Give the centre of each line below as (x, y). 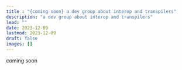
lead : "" (17, 22)
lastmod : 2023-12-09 (31, 33)
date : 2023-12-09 (27, 28)
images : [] (19, 44)
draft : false (22, 38)
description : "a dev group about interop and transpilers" (80, 17)
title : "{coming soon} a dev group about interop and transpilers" (91, 11)
